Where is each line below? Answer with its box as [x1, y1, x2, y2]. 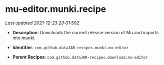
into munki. [12, 35, 36, 41]
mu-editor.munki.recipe [5, 3, 106, 15]
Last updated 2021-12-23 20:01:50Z [5, 20, 79, 26]
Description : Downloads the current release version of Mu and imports [12, 29, 159, 35]
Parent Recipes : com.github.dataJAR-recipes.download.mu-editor [12, 54, 148, 60]
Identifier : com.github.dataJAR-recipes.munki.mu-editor [12, 44, 129, 50]
